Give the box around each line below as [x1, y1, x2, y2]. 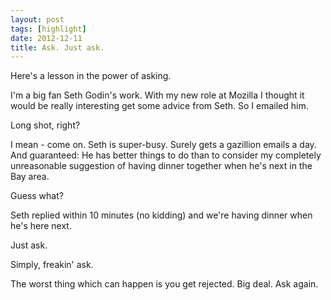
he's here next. [10, 220, 72, 232]
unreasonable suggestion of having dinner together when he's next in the [10, 160, 313, 172]
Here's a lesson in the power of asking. [10, 70, 172, 82]
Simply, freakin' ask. [10, 259, 94, 271]
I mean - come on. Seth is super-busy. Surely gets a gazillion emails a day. [10, 139, 317, 151]
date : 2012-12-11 [10, 33, 83, 43]
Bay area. [10, 171, 50, 183]
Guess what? [10, 190, 64, 202]
